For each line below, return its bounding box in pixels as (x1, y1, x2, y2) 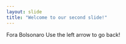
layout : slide (6, 8, 43, 15)
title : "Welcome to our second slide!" (6, 14, 108, 20)
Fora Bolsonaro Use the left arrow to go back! (6, 31, 121, 38)
